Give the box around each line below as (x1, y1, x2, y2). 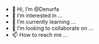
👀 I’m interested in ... (11, 12, 63, 19)
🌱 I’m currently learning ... (11, 18, 76, 25)
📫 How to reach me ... (11, 32, 68, 38)
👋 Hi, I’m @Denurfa (11, 6, 59, 12)
